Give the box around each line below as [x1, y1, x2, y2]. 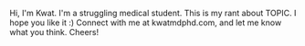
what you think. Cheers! [9, 27, 100, 37]
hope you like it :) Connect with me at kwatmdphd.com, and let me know [9, 17, 282, 28]
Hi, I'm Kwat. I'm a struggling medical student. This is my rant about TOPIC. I [9, 8, 297, 18]
